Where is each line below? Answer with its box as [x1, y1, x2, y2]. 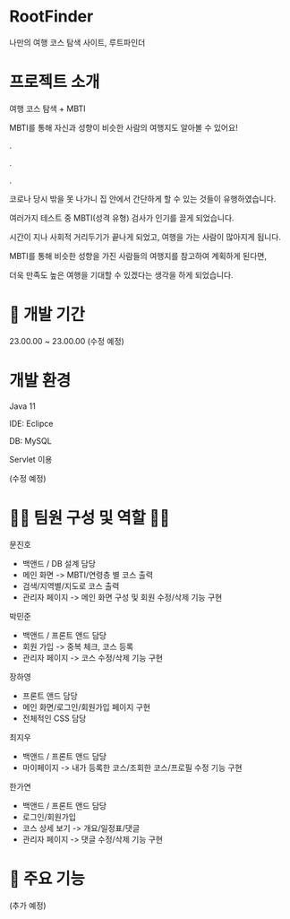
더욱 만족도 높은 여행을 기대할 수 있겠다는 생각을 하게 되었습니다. [9, 269, 235, 280]
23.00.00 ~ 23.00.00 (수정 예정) [9, 335, 125, 346]
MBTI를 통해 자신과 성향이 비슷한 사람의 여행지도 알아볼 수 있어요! [9, 122, 239, 133]
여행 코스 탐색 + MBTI [9, 103, 87, 114]
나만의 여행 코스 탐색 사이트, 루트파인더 [9, 37, 146, 48]
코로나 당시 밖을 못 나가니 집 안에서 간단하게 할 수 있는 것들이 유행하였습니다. [9, 193, 277, 204]
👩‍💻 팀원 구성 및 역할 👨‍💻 [9, 507, 170, 528]
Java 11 [9, 401, 36, 412]
